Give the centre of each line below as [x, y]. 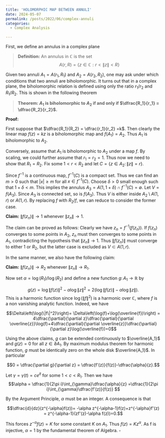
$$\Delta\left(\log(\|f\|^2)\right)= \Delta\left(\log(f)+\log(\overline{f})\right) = [83, 313]
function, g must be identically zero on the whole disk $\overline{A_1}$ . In [80, 350]
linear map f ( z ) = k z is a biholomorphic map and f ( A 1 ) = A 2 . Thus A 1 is [77, 134]
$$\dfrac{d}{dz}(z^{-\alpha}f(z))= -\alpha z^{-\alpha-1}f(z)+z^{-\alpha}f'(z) [83, 408]
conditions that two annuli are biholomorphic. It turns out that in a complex [81, 81]
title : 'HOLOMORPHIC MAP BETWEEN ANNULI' [49, 10]
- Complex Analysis [30, 28]
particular [15, 355]
